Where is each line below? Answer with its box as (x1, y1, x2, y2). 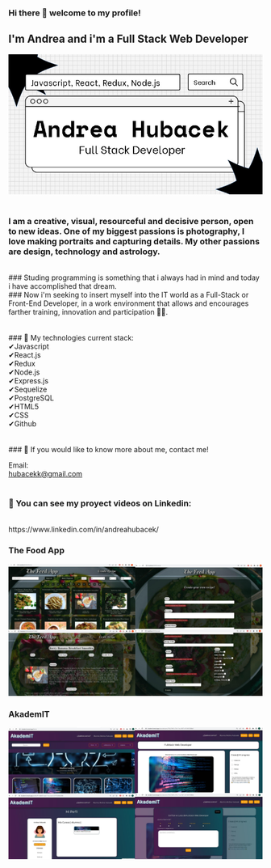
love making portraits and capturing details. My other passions (8, 235, 261, 247)
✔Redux (8, 359, 36, 369)
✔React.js (8, 350, 42, 360)
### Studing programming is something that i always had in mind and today (8, 273, 260, 282)
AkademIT (8, 708, 50, 719)
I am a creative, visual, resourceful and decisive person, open (8, 215, 254, 227)
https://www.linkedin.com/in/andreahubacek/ (8, 525, 160, 535)
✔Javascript (8, 341, 50, 351)
